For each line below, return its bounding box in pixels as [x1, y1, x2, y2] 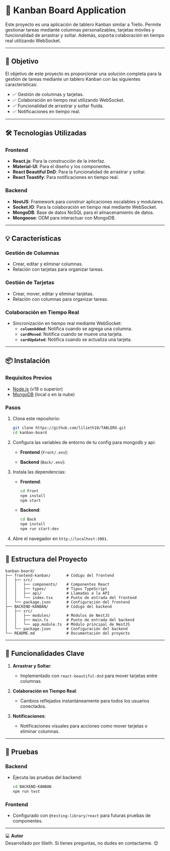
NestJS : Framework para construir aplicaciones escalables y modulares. [12, 198, 164, 205]
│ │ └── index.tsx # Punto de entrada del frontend [5, 595, 137, 600]
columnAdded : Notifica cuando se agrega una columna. [20, 326, 133, 332]
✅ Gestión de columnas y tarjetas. [12, 91, 84, 97]
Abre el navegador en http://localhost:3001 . [12, 535, 108, 542]
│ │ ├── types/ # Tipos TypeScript [5, 586, 108, 591]
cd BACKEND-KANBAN [12, 784, 52, 790]
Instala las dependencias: [12, 468, 66, 475]
